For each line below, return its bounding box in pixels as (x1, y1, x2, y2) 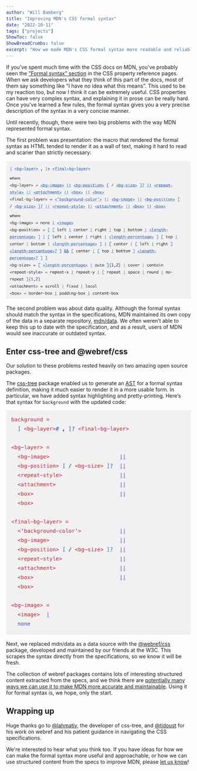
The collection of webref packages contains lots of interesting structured (6, 670, 183, 677)
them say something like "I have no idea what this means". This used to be (6, 82, 186, 89)
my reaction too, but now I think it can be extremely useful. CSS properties (6, 88, 186, 95)
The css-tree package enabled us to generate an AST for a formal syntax (6, 380, 183, 387)
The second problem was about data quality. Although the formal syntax (6, 305, 181, 312)
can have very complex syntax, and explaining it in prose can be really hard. (6, 95, 189, 102)
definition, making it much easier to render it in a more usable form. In (6, 386, 175, 393)
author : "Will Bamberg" (6, 9, 64, 15)
